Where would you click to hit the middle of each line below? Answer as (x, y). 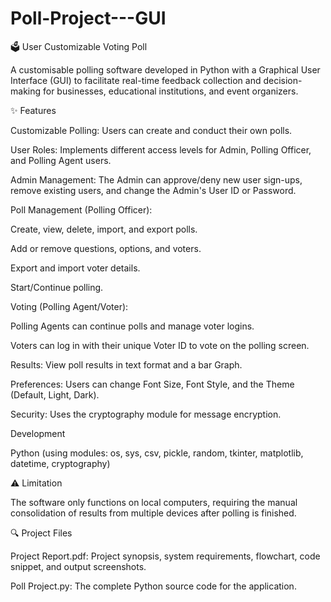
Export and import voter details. (75, 268)
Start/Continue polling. (57, 287)
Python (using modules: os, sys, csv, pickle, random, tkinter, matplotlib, (157, 453)
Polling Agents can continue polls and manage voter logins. (132, 326)
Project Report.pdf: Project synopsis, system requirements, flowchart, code (165, 556)
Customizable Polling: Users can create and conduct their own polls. (151, 130)
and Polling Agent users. (61, 160)
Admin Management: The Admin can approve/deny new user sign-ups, (156, 179)
